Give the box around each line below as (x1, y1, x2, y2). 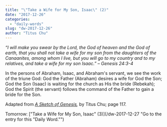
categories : (5, 17, 30, 22)
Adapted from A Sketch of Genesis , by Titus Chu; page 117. (5, 101, 127, 107)
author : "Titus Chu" (5, 31, 49, 36)
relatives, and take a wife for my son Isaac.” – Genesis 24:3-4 (5, 61, 134, 66)
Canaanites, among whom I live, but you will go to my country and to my (5, 55, 155, 61)
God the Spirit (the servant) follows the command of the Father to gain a (5, 86, 154, 92)
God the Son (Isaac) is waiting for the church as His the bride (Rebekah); (5, 81, 155, 87)
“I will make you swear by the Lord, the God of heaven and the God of (5, 45, 150, 50)
